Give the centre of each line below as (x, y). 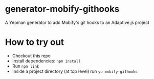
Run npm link (25, 66)
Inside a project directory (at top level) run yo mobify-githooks (75, 71)
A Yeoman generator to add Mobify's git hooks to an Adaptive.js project (77, 22)
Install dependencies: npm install (46, 61)
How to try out (35, 42)
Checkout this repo (31, 56)
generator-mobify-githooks (62, 9)
